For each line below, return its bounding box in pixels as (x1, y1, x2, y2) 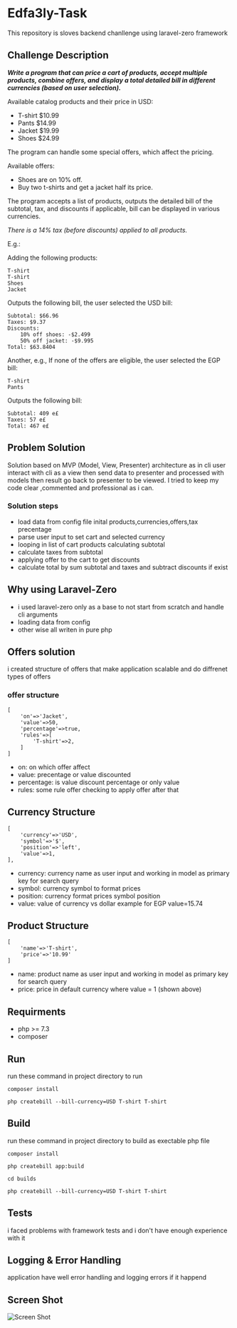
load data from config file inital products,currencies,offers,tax (17, 517, 199, 526)
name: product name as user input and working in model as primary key (17, 970, 229, 978)
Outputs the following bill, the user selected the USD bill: (7, 298, 173, 307)
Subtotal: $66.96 (7, 312, 59, 319)
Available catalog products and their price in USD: (7, 97, 154, 106)
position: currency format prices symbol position (17, 891, 161, 900)
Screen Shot (7, 1294, 63, 1306)
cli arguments (17, 610, 58, 619)
